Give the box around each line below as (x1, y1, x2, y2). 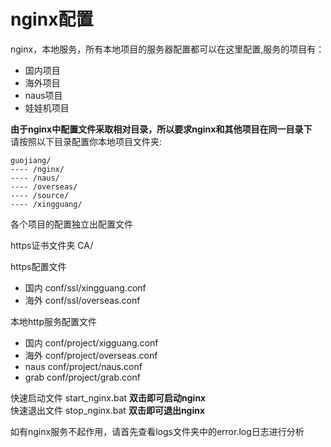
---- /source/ (10, 190, 70, 200)
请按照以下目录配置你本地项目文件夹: (10, 135, 163, 147)
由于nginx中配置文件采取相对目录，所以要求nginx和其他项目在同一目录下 (10, 123, 313, 135)
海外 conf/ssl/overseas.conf (24, 294, 141, 306)
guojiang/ (10, 155, 52, 165)
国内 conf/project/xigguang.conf (24, 336, 159, 349)
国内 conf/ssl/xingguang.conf (24, 281, 147, 294)
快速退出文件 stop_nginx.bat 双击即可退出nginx (10, 404, 206, 416)
